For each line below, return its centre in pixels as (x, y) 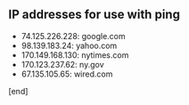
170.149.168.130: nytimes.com (75, 55)
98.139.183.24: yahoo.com (69, 45)
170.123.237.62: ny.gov (62, 64)
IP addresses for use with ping (94, 15)
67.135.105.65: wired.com (67, 74)
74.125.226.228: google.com (73, 36)
